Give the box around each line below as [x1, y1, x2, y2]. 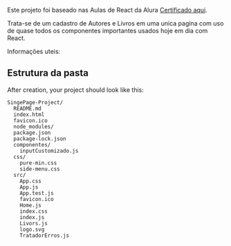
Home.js [19, 202, 41, 209]
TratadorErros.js [19, 231, 70, 239]
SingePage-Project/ [7, 99, 64, 106]
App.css [19, 178, 41, 184]
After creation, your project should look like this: [7, 86, 144, 94]
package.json [13, 129, 51, 136]
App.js [19, 183, 39, 191]
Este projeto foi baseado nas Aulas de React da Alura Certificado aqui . [7, 6, 207, 14]
